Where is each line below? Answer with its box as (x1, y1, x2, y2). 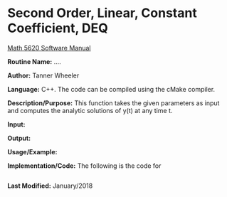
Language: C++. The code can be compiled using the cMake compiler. (7, 85, 216, 93)
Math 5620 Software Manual (7, 43, 91, 52)
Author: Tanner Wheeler (7, 71, 80, 80)
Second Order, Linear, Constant (7, 5, 197, 21)
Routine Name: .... (7, 57, 62, 65)
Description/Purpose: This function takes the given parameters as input (7, 98, 220, 107)
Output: (7, 134, 31, 142)
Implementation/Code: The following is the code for (7, 161, 162, 170)
